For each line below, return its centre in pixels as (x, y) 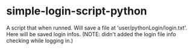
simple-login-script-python (77, 11)
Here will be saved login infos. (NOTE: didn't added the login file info (91, 34)
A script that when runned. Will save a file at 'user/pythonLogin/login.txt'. (97, 28)
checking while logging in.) (40, 40)
